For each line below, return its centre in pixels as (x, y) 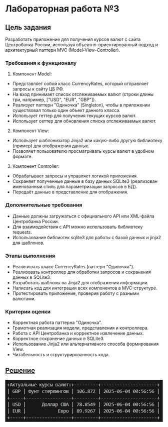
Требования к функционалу (41, 63)
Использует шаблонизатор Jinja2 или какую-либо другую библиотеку (87, 141)
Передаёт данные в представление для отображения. (70, 192)
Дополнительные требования (44, 205)
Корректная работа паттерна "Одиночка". (57, 323)
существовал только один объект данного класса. (66, 111)
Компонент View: (30, 131)
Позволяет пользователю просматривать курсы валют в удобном (83, 151)
